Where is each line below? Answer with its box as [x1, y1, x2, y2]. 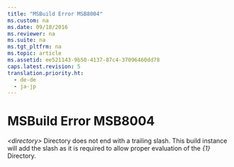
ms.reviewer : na [7, 30, 55, 38]
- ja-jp [13, 83, 37, 90]
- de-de [13, 76, 37, 83]
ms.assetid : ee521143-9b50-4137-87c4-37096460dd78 [7, 57, 160, 64]
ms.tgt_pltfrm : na [7, 43, 62, 50]
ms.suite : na [7, 37, 46, 44]
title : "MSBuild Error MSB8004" [7, 10, 103, 18]
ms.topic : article [7, 50, 62, 57]
